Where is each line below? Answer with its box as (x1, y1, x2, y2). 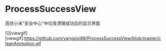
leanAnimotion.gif (5, 40, 41, 46)
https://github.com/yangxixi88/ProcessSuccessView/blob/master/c (24, 35, 161, 41)
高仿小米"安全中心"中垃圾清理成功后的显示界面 (5, 20, 100, 26)
